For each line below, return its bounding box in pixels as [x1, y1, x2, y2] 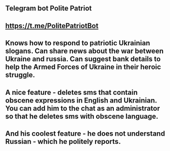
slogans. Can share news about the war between [5, 47, 164, 56]
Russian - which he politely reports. [5, 137, 121, 146]
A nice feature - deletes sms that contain [5, 88, 138, 96]
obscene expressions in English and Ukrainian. [5, 96, 157, 105]
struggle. [5, 71, 35, 80]
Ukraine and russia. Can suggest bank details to [5, 55, 161, 63]
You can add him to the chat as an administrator [5, 104, 160, 113]
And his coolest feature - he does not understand [5, 129, 165, 138]
